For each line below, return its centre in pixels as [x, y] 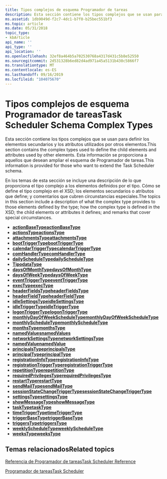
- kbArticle [17, 38]
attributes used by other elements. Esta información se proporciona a [76, 155]
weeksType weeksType [37, 434]
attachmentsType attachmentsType [49, 238]
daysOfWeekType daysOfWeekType [50, 275]
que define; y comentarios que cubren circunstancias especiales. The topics [83, 196]
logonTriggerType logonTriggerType [50, 312]
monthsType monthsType [39, 327]
